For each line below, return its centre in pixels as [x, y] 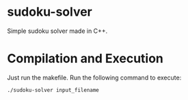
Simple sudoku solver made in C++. [57, 31]
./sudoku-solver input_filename [53, 90]
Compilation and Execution [85, 59]
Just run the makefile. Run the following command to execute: [94, 77]
